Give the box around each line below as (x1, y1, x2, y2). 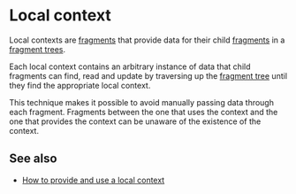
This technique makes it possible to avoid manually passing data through (9, 97, 274, 107)
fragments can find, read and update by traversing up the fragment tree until (9, 70, 288, 81)
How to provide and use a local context (21, 175, 165, 185)
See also (9, 151, 57, 167)
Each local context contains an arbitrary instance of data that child (9, 61, 251, 72)
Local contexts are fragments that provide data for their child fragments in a (9, 35, 285, 45)
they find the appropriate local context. (9, 80, 151, 90)
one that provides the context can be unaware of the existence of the (9, 116, 262, 127)
